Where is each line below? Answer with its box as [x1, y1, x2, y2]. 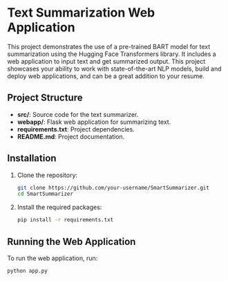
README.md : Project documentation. [17, 132, 125, 140]
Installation [7, 152, 57, 164]
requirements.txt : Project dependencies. [17, 125, 135, 133]
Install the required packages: [17, 203, 102, 212]
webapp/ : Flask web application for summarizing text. [17, 118, 171, 126]
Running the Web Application [7, 235, 136, 247]
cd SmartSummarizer [17, 190, 74, 198]
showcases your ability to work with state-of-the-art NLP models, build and [7, 64, 222, 73]
